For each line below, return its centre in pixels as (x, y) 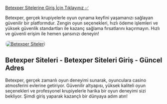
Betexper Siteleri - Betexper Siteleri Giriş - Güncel (84, 60)
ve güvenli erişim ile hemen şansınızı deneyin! (52, 33)
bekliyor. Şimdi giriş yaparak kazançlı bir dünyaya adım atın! (67, 96)
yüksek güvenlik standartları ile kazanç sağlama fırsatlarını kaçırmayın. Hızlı (83, 28)
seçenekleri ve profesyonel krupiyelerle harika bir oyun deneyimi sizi (76, 90)
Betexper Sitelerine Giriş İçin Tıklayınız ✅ (47, 8)
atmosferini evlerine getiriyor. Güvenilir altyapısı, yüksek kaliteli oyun (76, 85)
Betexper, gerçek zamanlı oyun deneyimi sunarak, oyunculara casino (76, 80)
